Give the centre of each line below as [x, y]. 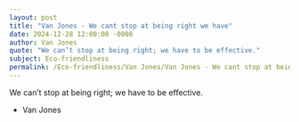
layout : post [33, 17]
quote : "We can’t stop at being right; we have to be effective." [135, 51]
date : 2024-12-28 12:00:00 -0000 [71, 34]
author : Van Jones [43, 42]
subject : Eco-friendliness [59, 59]
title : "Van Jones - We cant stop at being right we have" [121, 26]
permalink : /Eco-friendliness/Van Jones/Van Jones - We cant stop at [141, 68]
